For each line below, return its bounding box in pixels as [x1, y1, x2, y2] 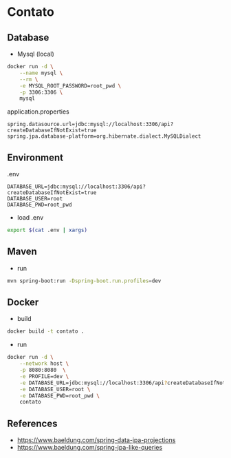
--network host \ [19, 360, 69, 367]
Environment [7, 152, 64, 163]
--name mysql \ [19, 70, 63, 76]
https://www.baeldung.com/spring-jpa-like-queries [16, 444, 163, 452]
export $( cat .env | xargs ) [7, 227, 88, 234]
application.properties [7, 107, 70, 116]
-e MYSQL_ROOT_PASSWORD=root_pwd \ [19, 82, 122, 90]
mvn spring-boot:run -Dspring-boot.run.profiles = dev [7, 277, 162, 284]
